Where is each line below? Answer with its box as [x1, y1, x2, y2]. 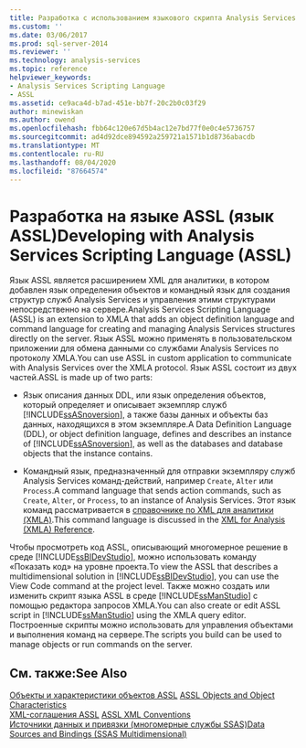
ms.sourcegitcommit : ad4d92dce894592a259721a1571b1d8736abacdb [9, 133, 256, 142]
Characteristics [9, 700, 67, 711]
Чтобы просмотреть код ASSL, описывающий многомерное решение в [9, 541, 289, 553]
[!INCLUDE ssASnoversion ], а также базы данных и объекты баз [22, 409, 269, 421]
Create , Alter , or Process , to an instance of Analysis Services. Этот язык [22, 495, 297, 506]
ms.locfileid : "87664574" [9, 166, 108, 176]
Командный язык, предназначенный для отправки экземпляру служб [22, 465, 296, 476]
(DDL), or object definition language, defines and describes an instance [22, 429, 292, 440]
